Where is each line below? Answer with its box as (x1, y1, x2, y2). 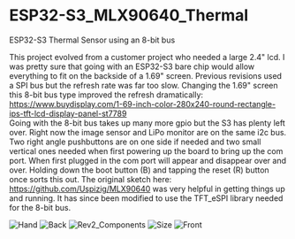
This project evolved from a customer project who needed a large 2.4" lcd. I (9, 51, 285, 62)
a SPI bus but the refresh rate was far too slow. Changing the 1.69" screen (9, 80, 278, 90)
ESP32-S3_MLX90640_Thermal (9, 5, 249, 26)
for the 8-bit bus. (9, 202, 72, 212)
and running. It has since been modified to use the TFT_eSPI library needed (9, 192, 284, 204)
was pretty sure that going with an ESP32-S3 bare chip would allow (9, 61, 255, 72)
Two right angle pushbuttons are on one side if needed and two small (9, 136, 261, 147)
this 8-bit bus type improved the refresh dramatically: (9, 89, 204, 100)
